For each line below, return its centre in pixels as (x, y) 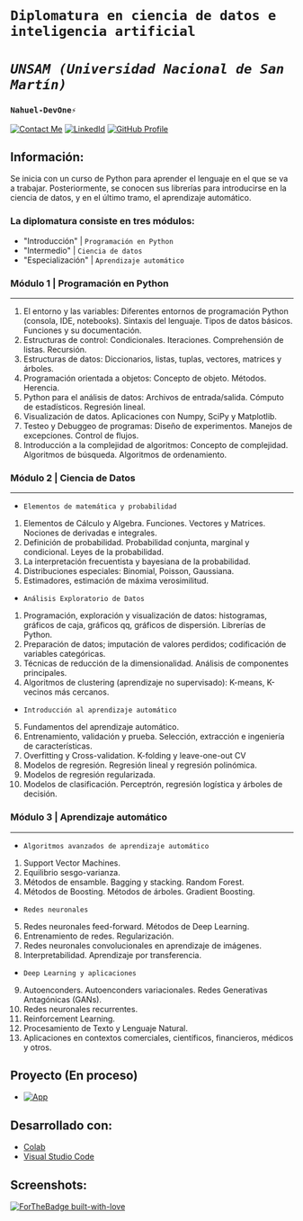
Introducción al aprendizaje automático (100, 710)
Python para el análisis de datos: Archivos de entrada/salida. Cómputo (153, 398)
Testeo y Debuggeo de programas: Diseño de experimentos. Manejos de (158, 426)
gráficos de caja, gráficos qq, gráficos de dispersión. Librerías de (144, 625)
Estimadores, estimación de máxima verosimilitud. (116, 581)
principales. (45, 673)
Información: (47, 157)
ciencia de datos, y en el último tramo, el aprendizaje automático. (131, 198)
